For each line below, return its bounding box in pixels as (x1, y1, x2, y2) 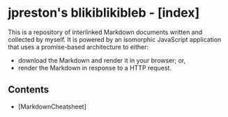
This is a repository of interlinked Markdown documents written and (8, 28, 203, 36)
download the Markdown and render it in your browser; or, (17, 56, 186, 64)
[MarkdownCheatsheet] (17, 102, 86, 111)
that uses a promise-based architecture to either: (8, 42, 149, 51)
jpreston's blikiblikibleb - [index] (8, 5, 200, 21)
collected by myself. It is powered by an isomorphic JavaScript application (8, 35, 222, 43)
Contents (8, 84, 50, 95)
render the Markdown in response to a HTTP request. (17, 63, 172, 72)
